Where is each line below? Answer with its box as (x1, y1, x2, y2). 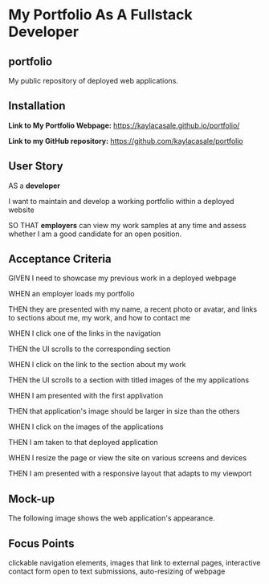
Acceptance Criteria (8, 252, 112, 266)
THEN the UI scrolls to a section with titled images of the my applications (8, 375, 250, 385)
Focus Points (8, 537, 75, 550)
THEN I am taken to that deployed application (8, 438, 158, 447)
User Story (8, 159, 63, 174)
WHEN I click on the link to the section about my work (8, 360, 186, 370)
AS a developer (8, 181, 61, 190)
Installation (8, 99, 66, 113)
